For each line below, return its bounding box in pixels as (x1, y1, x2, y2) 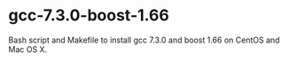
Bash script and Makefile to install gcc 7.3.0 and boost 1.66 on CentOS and (8, 35, 280, 45)
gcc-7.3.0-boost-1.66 (8, 5, 169, 26)
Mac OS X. (8, 43, 48, 54)
